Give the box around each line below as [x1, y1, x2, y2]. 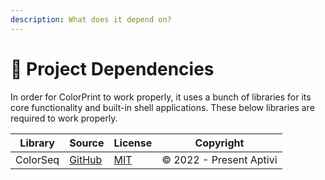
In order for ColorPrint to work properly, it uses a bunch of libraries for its [10, 91, 312, 103]
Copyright [194, 136, 245, 150]
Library [19, 136, 55, 150]
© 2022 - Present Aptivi [161, 152, 278, 166]
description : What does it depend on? [10, 14, 172, 25]
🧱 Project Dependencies [10, 57, 215, 80]
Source [69, 136, 105, 150]
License [113, 136, 153, 150]
